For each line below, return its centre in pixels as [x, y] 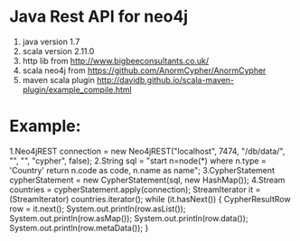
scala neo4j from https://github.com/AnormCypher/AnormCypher [144, 70]
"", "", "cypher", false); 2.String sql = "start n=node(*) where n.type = [138, 161]
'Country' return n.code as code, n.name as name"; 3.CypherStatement [142, 170]
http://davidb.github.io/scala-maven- [165, 79]
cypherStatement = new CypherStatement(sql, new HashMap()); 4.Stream [147, 180]
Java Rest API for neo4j [98, 17]
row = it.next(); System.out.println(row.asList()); [98, 209]
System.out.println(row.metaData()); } [79, 228]
